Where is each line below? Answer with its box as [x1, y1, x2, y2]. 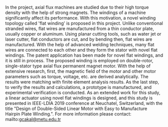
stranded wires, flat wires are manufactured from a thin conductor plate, [5, 26, 154, 32]
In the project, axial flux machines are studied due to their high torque [5, 5, 149, 10]
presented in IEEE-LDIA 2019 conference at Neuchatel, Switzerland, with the [5, 100, 163, 106]
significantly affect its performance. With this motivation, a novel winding [5, 15, 156, 21]
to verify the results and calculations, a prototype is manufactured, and [5, 84, 152, 90]
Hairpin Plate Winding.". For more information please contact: [5, 111, 132, 117]
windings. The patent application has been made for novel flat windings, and [5, 52, 163, 58]
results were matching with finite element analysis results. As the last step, [5, 79, 159, 85]
